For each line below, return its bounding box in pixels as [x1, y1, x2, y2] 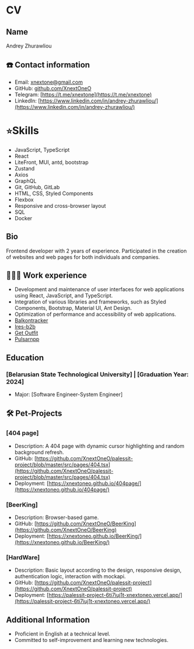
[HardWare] [6, 553, 40, 561]
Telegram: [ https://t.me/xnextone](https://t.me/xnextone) [14, 91, 152, 98]
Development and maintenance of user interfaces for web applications [14, 286, 185, 293]
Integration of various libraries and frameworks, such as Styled [14, 298, 167, 305]
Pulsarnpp [14, 336, 40, 343]
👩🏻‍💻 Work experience [6, 270, 87, 280]
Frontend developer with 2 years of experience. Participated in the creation [6, 247, 187, 254]
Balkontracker [14, 317, 49, 324]
